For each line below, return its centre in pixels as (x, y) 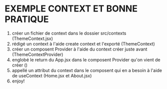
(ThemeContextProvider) (37, 54)
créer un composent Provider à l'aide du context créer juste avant (79, 49)
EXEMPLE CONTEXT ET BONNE (71, 9)
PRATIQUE (27, 19)
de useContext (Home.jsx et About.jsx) (52, 75)
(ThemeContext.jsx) (32, 38)
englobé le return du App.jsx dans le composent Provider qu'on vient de (86, 59)
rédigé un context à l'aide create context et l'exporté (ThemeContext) (83, 43)
